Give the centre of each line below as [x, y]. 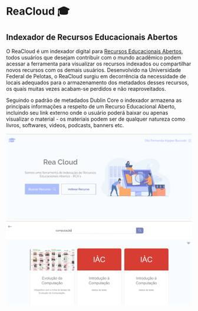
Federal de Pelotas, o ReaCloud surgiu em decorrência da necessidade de [96, 76]
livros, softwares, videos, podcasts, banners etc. [65, 125]
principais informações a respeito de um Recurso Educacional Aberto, [91, 106]
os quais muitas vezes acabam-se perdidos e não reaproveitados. [86, 89]
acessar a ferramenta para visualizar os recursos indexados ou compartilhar [99, 64]
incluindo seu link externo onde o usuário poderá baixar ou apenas [87, 113]
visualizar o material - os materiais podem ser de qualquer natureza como [96, 119]
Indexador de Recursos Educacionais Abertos [92, 37]
